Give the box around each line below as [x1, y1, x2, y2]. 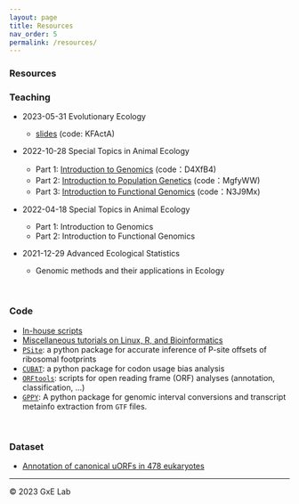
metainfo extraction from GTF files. [21, 401, 148, 411]
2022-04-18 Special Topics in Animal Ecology [21, 204, 190, 215]
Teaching [9, 91, 51, 103]
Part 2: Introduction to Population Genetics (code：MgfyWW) [35, 175, 261, 186]
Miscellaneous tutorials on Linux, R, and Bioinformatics [21, 335, 223, 345]
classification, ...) [21, 382, 85, 393]
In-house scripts [21, 325, 83, 336]
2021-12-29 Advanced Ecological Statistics [21, 248, 181, 259]
